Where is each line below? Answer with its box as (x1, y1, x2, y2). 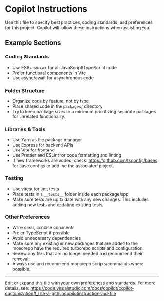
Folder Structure (5, 87, 45, 94)
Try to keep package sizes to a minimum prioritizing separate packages (12, 108, 156, 114)
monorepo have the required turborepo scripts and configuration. (12, 245, 144, 251)
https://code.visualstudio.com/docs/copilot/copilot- (30, 285, 134, 291)
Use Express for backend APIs (12, 142, 74, 148)
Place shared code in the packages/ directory (12, 103, 102, 109)
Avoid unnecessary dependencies (12, 235, 81, 241)
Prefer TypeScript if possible (12, 230, 70, 236)
